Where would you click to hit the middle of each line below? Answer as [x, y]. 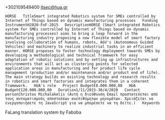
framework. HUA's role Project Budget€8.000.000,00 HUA [70, 86]
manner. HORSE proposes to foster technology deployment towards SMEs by [83, 51]
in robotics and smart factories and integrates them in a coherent [77, 81]
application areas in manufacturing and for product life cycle [73, 68]
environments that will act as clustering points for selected [72, 64]
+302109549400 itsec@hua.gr [37, 7]
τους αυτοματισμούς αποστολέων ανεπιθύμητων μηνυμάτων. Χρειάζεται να [79, 99]
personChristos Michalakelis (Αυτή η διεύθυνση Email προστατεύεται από [82, 94]
